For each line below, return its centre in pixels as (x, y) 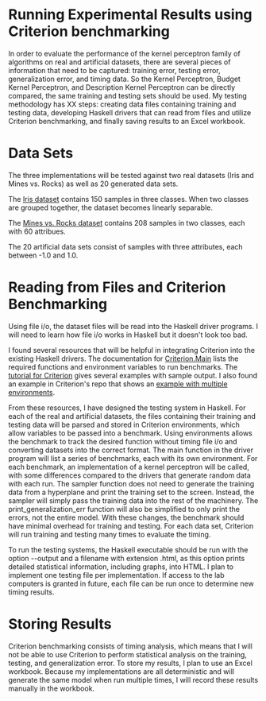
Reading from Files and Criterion (117, 287)
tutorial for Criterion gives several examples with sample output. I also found (133, 375)
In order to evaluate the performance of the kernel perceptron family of (124, 53)
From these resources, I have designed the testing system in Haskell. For (127, 408)
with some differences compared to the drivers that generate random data (130, 475)
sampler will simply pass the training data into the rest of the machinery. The (133, 500)
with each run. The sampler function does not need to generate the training (131, 483)
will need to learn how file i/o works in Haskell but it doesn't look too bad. (128, 335)
